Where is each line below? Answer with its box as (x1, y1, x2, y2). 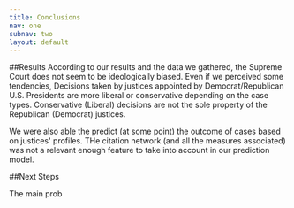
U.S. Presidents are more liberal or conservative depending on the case (9, 90, 269, 101)
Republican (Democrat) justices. (9, 109, 126, 119)
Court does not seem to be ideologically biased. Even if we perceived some (9, 72, 284, 82)
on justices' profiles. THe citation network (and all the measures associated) (9, 135, 287, 146)
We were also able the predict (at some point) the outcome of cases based (9, 126, 281, 137)
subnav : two (9, 29, 53, 38)
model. (9, 154, 34, 165)
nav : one (9, 21, 41, 30)
